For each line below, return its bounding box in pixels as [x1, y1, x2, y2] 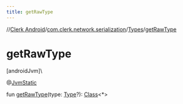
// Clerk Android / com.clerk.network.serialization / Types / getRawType [6, 26, 177, 33]
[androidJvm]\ [6, 67, 43, 74]
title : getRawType [6, 9, 53, 15]
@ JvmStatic [6, 78, 37, 86]
